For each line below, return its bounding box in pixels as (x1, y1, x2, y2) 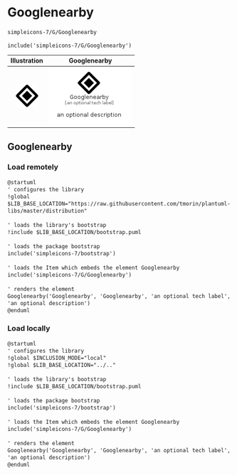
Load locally (7, 323, 51, 333)
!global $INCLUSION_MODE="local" (7, 355, 107, 362)
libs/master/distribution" (7, 207, 88, 214)
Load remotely (7, 161, 59, 171)
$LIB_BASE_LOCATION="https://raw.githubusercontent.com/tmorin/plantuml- (7, 200, 231, 207)
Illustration (10, 56, 44, 65)
